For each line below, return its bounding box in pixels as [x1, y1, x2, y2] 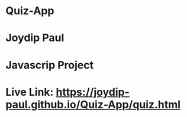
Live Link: [5, 85, 54, 99]
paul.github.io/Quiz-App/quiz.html [5, 97, 181, 111]
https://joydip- [56, 85, 130, 99]
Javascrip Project [5, 58, 94, 71]
